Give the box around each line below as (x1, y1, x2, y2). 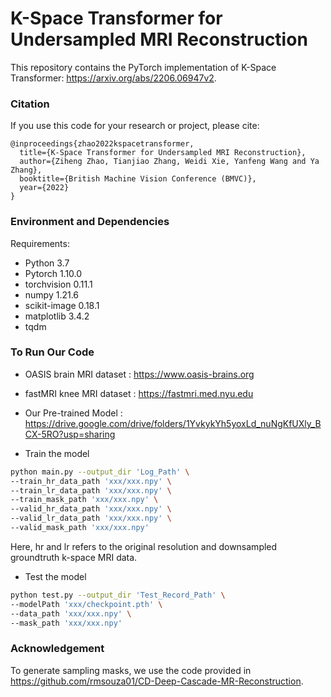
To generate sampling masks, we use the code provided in (10, 664, 252, 676)
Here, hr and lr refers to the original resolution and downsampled (10, 540, 278, 552)
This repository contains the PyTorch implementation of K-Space (10, 61, 277, 73)
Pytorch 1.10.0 (24, 267, 83, 279)
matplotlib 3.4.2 (24, 310, 90, 322)
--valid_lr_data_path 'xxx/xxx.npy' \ (10, 513, 172, 524)
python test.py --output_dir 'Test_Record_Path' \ (10, 590, 226, 600)
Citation (10, 97, 50, 111)
